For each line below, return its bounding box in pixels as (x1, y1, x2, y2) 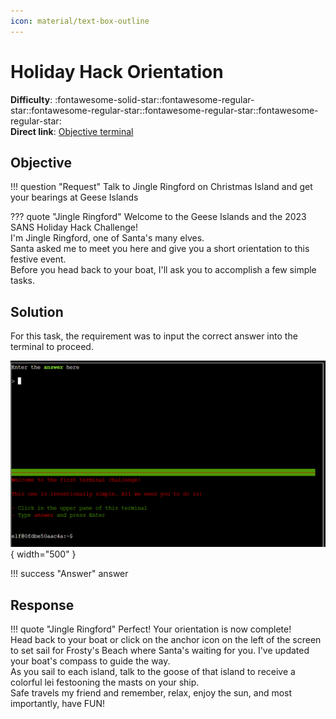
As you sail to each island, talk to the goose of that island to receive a (10, 666, 296, 678)
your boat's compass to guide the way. (10, 655, 171, 667)
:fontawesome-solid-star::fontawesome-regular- (54, 93, 255, 105)
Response (10, 596, 75, 614)
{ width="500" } (10, 548, 77, 560)
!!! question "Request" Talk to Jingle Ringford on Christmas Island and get (10, 181, 313, 193)
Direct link (10, 125, 54, 137)
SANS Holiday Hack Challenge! (10, 221, 138, 234)
